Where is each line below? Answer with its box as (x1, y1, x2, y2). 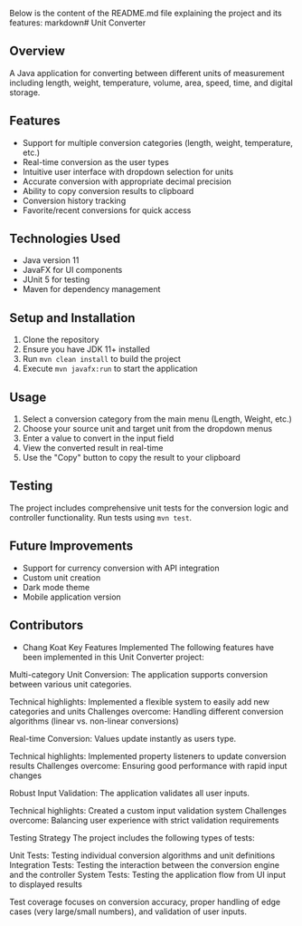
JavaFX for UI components (22, 265, 123, 276)
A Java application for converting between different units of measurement (9, 67, 285, 78)
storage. (9, 86, 41, 98)
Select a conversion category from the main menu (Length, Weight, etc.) (22, 414, 292, 424)
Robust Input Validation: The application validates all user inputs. (9, 787, 250, 798)
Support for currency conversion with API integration (22, 562, 220, 573)
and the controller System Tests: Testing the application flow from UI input (9, 869, 287, 880)
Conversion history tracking (22, 195, 127, 206)
